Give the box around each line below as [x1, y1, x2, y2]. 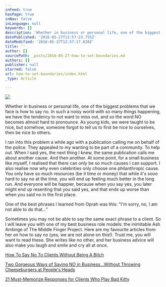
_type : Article [5, 76, 37, 81]
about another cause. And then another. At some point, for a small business [5, 155, 160, 161]
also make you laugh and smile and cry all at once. [5, 242, 109, 248]
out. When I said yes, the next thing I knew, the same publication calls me [5, 149, 155, 156]
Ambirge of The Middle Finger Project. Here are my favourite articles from [5, 226, 156, 232]
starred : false [5, 67, 37, 72]
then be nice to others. [5, 129, 52, 135]
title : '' [5, 44, 26, 49]
